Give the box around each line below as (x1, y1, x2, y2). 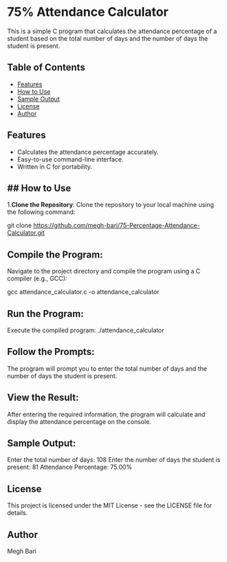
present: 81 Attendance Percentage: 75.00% (7, 463, 133, 472)
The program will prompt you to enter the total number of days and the (7, 364, 208, 373)
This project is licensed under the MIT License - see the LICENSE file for (7, 501, 212, 510)
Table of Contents (7, 61, 86, 73)
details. (7, 509, 28, 517)
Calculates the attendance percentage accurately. (17, 148, 159, 156)
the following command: (7, 208, 76, 216)
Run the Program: (7, 308, 84, 320)
